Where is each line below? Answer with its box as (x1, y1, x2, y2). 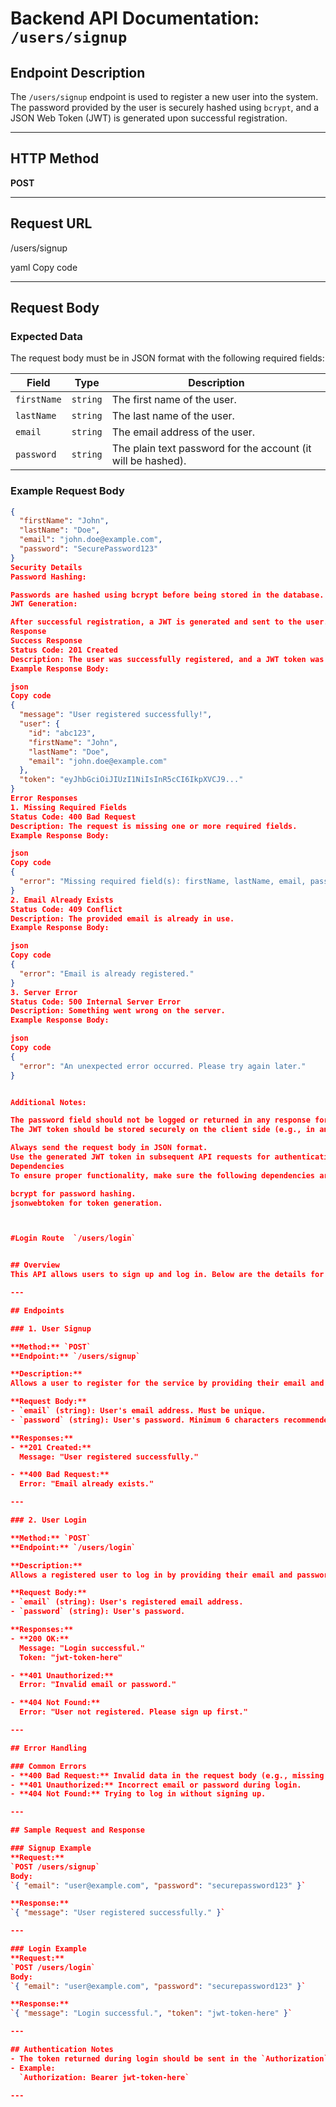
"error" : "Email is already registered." (19, 968, 195, 979)
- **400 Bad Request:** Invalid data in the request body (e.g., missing (10, 1770, 325, 1781)
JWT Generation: (10, 599, 78, 609)
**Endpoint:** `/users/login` (10, 1542, 137, 1552)
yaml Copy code (10, 261, 78, 273)
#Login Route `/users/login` (10, 1233, 137, 1244)
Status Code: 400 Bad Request (10, 812, 137, 822)
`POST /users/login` (10, 1962, 97, 1972)
